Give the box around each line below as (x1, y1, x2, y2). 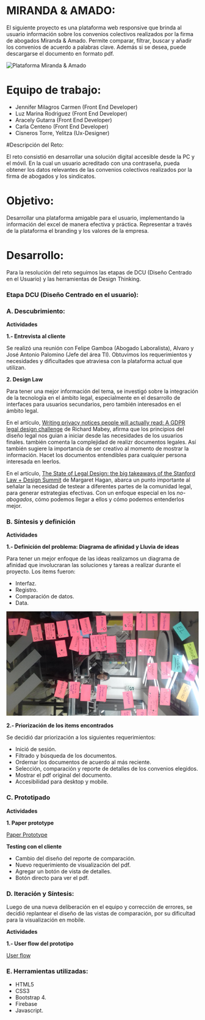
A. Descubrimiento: (6, 307, 65, 315)
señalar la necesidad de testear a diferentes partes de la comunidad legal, (6, 482, 193, 490)
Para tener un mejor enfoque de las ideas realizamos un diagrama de (6, 555, 180, 562)
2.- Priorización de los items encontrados (6, 722, 114, 729)
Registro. (15, 586, 38, 593)
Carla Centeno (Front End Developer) (15, 123, 109, 130)
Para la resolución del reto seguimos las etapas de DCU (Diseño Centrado (6, 268, 192, 276)
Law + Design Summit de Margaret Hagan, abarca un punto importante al (6, 476, 190, 483)
